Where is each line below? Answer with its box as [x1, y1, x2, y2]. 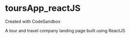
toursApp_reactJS [5, 3, 81, 14]
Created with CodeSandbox [5, 19, 61, 24]
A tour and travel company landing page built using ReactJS [5, 28, 126, 33]
